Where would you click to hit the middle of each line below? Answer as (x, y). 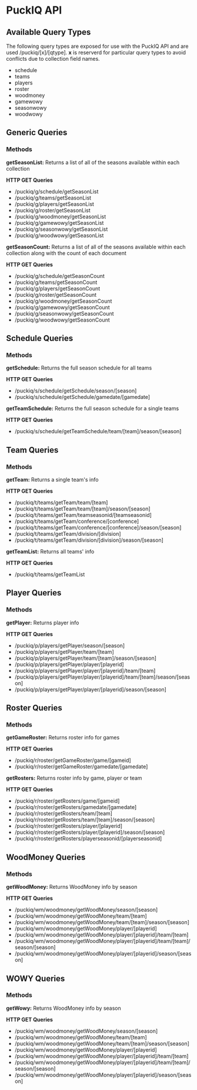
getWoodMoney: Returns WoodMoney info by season (72, 887)
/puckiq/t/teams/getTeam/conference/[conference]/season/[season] (98, 528)
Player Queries (34, 593)
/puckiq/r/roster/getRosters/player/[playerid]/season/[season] (90, 832)
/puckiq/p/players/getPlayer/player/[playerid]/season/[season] (90, 689)
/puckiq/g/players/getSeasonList (54, 204)
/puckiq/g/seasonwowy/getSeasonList (61, 229)
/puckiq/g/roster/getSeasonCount (56, 294)
